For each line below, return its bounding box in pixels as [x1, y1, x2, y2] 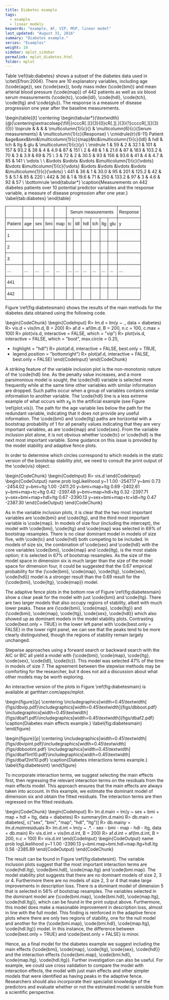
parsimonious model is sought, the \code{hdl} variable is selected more [5, 377, 153, 383]
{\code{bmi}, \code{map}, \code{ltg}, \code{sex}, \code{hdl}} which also [5, 611, 157, 617]
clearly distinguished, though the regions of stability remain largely [5, 632, 144, 638]
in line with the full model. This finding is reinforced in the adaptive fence [5, 910, 156, 916]
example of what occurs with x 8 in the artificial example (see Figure [5, 398, 145, 406]
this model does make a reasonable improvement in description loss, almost [5, 905, 162, 911]
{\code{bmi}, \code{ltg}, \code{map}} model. [5, 579, 99, 585]
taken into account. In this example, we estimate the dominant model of [5, 788, 153, 794]
